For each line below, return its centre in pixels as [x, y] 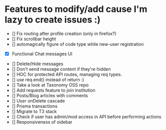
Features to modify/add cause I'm [76, 9]
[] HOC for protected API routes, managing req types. [67, 74]
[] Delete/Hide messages [37, 64]
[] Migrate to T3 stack [34, 111]
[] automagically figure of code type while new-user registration [78, 44]
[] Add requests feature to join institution [53, 90]
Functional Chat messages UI [42, 54]
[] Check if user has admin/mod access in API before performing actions [86, 117]
